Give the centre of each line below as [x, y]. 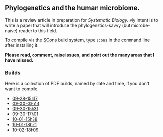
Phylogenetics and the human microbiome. [73, 8]
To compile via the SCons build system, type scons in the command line [78, 40]
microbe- [141, 25]
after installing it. [22, 45]
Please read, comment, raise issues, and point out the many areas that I [80, 55]
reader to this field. [38, 30]
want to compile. [22, 89]
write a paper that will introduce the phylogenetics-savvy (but [68, 25]
